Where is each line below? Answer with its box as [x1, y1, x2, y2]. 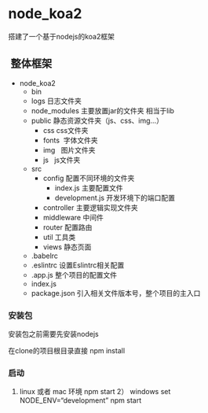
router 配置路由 [42, 222, 93, 232]
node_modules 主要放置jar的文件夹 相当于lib [31, 105, 175, 115]
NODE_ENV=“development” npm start [19, 396, 142, 405]
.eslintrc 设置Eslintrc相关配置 [31, 260, 125, 270]
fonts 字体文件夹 [42, 135, 98, 145]
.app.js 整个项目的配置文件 [31, 270, 118, 279]
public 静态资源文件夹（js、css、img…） [31, 116, 163, 125]
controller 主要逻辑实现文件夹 [42, 202, 139, 212]
